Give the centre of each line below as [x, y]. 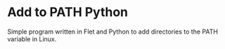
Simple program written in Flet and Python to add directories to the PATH [112, 31]
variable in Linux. [32, 38]
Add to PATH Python [68, 12]
